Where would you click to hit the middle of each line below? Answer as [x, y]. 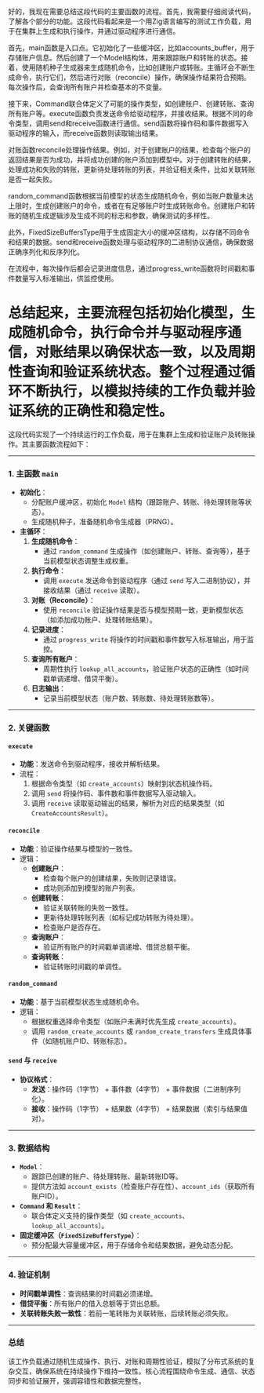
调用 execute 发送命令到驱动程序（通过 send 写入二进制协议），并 [146, 581]
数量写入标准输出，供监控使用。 [66, 278]
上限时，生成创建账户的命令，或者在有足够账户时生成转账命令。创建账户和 [128, 206]
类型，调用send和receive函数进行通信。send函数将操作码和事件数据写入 [132, 123]
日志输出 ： [49, 688]
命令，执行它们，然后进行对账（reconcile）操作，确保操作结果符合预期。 [132, 77]
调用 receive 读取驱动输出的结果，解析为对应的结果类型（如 [128, 804]
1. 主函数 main [33, 473]
